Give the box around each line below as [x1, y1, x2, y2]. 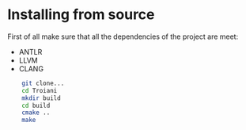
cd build [21, 101, 51, 109]
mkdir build [21, 94, 61, 102]
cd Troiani [21, 86, 58, 94]
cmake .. [21, 109, 51, 117]
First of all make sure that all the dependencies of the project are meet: [7, 32, 239, 41]
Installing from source [7, 6, 155, 24]
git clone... [21, 79, 65, 87]
